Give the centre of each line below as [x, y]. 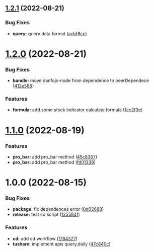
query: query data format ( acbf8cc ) [50, 33]
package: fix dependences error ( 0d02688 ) [58, 209]
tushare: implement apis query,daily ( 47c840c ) [61, 244]
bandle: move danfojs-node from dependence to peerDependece [81, 80]
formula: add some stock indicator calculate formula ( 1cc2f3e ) [78, 110]
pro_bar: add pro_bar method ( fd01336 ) [54, 162]
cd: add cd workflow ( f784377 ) [45, 238]
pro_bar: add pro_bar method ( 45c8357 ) [55, 157]
